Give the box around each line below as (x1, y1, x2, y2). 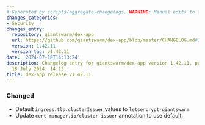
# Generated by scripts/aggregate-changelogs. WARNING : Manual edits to (6, 9, 195, 15)
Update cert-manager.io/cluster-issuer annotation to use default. (15, 112, 183, 119)
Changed (6, 91, 35, 100)
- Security (6, 20, 34, 26)
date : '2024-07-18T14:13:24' (6, 54, 81, 60)
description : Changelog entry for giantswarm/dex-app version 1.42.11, (6, 60, 192, 66)
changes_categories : (6, 15, 59, 21)
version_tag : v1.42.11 (12, 49, 70, 55)
